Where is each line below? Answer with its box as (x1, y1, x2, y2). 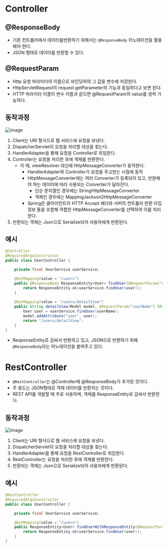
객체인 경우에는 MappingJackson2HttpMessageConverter (34, 194, 152, 200)
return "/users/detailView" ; (23, 318, 84, 323)
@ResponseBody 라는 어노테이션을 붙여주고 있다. (12, 344, 103, 350)
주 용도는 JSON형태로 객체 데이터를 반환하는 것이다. (12, 385, 114, 391)
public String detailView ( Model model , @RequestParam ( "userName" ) (14, 304, 155, 309)
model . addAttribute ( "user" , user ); (23, 313, 97, 318)
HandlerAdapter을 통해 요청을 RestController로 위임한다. (12, 450, 125, 456)
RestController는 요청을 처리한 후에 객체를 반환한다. (12, 457, 114, 463)
